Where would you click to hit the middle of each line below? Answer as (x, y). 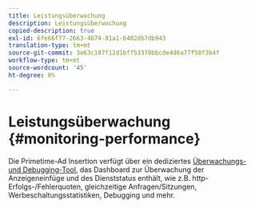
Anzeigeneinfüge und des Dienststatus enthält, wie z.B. (100, 178)
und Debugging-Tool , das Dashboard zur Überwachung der (106, 170)
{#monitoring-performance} (105, 139)
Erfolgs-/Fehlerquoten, (46, 186)
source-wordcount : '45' (48, 68)
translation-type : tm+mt (50, 46)
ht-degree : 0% (32, 75)
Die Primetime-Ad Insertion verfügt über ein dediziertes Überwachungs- (127, 161)
